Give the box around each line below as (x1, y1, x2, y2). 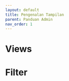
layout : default (5, 7, 39, 13)
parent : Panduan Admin (5, 17, 53, 22)
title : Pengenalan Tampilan (5, 12, 64, 17)
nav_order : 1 (5, 21, 33, 27)
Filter (5, 66, 28, 78)
